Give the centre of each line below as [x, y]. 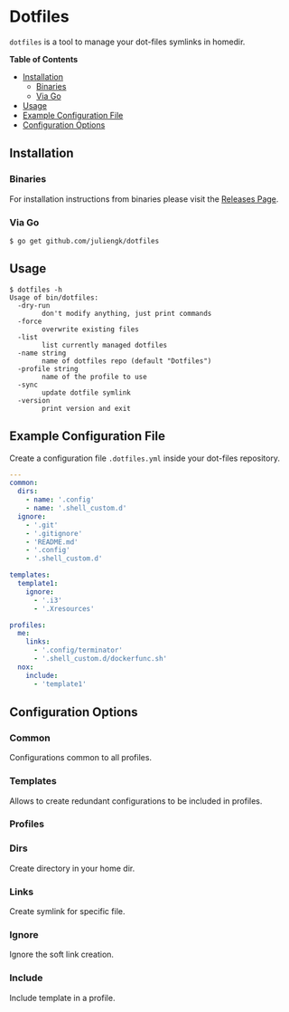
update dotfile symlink [86, 392]
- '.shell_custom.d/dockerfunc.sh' [100, 659]
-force [30, 321]
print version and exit [86, 408]
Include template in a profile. [62, 998]
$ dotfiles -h [36, 290]
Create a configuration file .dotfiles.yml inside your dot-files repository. [144, 458]
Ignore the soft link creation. [62, 955]
